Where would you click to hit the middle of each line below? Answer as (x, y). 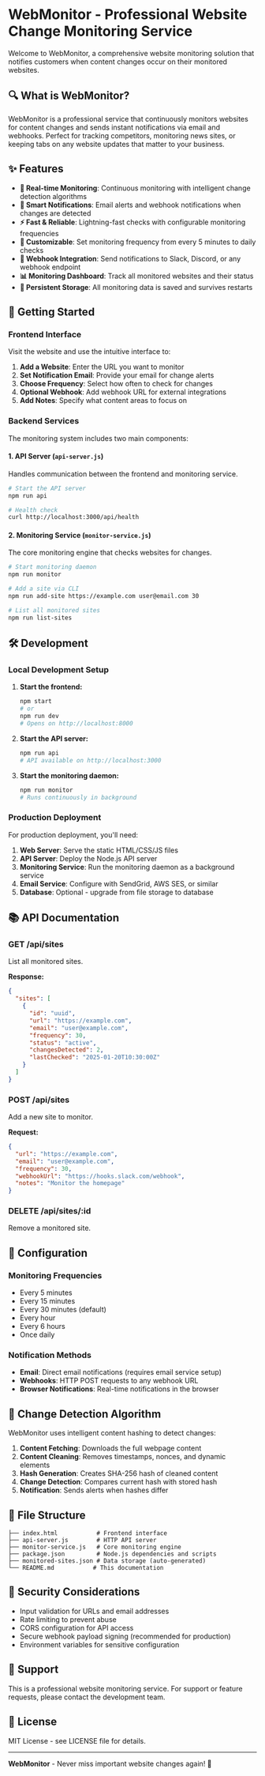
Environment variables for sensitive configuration (99, 1644)
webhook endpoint (50, 267)
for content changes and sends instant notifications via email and (114, 127)
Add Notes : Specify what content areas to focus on (103, 401)
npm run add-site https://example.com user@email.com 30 (104, 596)
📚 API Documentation (64, 918)
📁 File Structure (47, 1515)
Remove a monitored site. (50, 1228)
